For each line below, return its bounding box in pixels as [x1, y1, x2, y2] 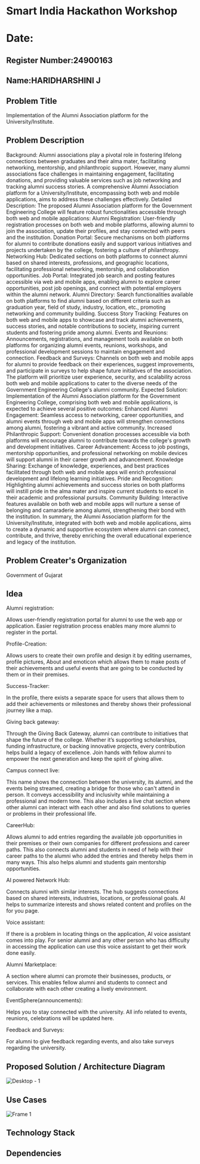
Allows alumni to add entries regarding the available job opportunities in [6, 833, 183, 840]
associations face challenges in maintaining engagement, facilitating [6, 170, 174, 177]
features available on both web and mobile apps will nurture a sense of [6, 500, 180, 507]
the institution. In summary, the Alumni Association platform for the [6, 512, 171, 520]
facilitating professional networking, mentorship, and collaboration [6, 265, 170, 272]
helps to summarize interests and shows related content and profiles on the [6, 901, 192, 908]
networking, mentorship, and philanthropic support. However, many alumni [6, 164, 190, 171]
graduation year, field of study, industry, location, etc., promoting [6, 303, 166, 311]
